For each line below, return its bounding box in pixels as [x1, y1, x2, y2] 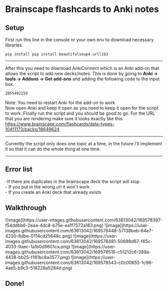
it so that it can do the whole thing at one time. [5, 146, 101, 152]
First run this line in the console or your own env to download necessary [5, 37, 154, 43]
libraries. [5, 42, 23, 48]
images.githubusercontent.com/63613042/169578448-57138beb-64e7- [5, 227, 154, 233]
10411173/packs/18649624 [5, 126, 60, 132]
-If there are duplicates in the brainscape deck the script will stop [5, 178, 140, 184]
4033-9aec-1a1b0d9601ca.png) [5, 243, 70, 249]
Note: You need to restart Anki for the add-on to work [5, 100, 115, 106]
